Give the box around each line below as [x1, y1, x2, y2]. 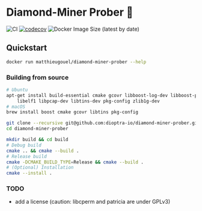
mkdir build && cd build [6, 137, 69, 143]
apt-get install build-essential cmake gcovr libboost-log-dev [6, 92, 168, 98]
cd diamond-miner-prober [6, 126, 69, 132]
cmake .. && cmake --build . [6, 148, 79, 154]
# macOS [6, 104, 26, 110]
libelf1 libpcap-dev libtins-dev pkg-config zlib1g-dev [17, 98, 161, 104]
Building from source [6, 73, 69, 81]
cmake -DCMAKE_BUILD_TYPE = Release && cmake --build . [6, 159, 144, 165]
